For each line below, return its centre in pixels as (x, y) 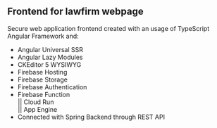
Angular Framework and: (43, 36)
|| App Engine (37, 109)
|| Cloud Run (36, 102)
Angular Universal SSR (50, 49)
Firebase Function (44, 94)
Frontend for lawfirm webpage (76, 12)
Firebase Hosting (42, 72)
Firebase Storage (43, 79)
